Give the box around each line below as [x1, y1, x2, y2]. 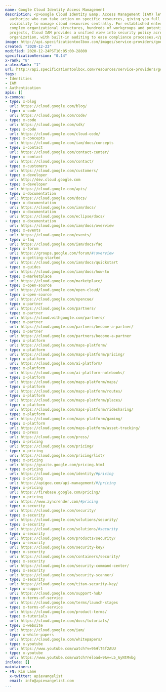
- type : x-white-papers [5, 632, 54, 637]
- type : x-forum [5, 246, 39, 251]
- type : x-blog [5, 99, 37, 104]
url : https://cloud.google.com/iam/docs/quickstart [9, 260, 119, 265]
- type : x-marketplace [5, 274, 52, 279]
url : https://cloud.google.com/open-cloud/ [9, 288, 100, 293]
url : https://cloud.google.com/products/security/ [9, 536, 116, 541]
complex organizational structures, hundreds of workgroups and [9, 26, 145, 31]
